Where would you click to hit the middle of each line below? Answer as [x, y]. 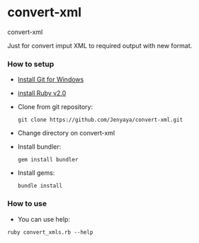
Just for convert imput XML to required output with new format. [100, 45]
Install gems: [36, 173]
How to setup [31, 64]
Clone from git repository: [55, 107]
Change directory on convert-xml [66, 133]
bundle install [40, 186]
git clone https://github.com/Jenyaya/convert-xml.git [100, 120]
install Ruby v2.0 [42, 94]
